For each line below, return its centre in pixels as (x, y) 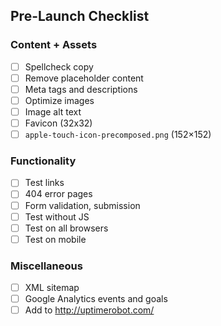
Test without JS (57, 216)
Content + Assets (54, 45)
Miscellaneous (46, 266)
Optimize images (59, 100)
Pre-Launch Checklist (80, 16)
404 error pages (58, 194)
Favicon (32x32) (58, 123)
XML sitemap (52, 288)
